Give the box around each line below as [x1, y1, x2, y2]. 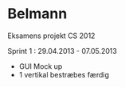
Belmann [7, 5, 68, 23]
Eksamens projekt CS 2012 [7, 31, 96, 40]
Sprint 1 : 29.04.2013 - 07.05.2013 [7, 46, 117, 55]
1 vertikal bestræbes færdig [18, 70, 109, 79]
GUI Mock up [18, 61, 63, 71]
